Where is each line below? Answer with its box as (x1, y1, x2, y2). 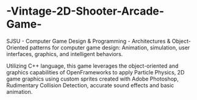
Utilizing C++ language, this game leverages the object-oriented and (6, 62, 179, 70)
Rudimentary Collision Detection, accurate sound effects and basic (6, 81, 174, 89)
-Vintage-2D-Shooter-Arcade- (6, 4, 165, 18)
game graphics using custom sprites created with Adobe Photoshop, (6, 75, 179, 82)
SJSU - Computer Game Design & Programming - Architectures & (6, 37, 171, 45)
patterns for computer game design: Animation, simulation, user (29, 44, 190, 51)
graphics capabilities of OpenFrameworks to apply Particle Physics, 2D (6, 68, 185, 76)
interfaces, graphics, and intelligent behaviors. (6, 50, 123, 57)
